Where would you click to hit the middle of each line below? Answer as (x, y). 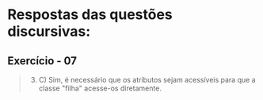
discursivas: (49, 31)
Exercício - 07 (42, 61)
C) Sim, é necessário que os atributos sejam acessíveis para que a (147, 80)
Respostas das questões (90, 15)
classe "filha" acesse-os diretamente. (100, 88)
